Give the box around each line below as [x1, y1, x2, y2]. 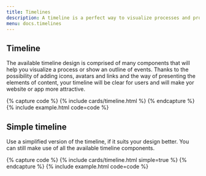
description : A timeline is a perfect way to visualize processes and [6, 15, 191, 21]
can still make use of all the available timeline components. [6, 145, 155, 151]
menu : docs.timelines [6, 20, 62, 26]
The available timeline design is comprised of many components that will [6, 59, 190, 67]
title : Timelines [6, 9, 51, 15]
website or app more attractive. [6, 85, 86, 93]
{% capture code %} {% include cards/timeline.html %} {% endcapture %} [6, 98, 195, 105]
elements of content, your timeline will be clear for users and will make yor [6, 79, 194, 86]
